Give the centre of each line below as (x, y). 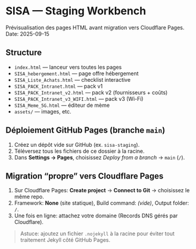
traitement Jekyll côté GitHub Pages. (65, 240)
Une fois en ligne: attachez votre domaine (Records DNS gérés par (96, 216)
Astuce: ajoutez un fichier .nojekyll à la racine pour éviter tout (97, 233)
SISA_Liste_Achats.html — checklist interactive (72, 79)
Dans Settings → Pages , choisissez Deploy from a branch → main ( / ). (99, 157)
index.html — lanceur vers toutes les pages (68, 67)
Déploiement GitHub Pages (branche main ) (85, 130)
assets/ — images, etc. (43, 111)
